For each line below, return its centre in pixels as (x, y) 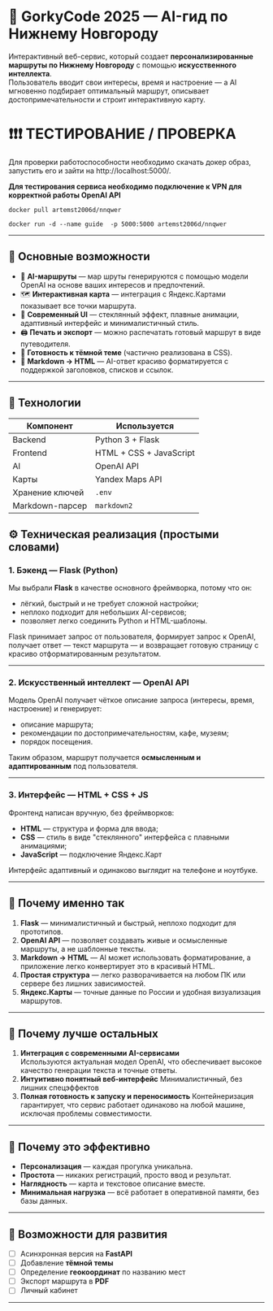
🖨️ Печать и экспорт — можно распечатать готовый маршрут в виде (141, 332)
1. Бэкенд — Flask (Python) (63, 570)
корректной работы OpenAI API (65, 195)
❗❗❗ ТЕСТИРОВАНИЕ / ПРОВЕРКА (123, 134)
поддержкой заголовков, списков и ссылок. (97, 370)
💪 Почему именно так (66, 903)
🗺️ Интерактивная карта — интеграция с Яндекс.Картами (123, 294)
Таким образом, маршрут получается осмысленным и (105, 758)
